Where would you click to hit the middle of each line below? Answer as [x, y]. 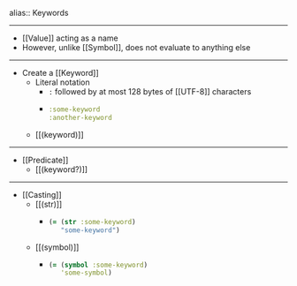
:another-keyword [80, 117]
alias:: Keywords [39, 13]
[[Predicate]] [45, 160]
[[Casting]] [42, 194]
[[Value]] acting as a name [70, 38]
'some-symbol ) [86, 273]
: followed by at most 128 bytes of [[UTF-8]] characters [150, 91]
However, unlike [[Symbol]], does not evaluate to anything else [136, 47]
